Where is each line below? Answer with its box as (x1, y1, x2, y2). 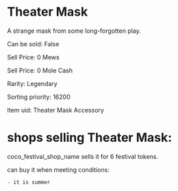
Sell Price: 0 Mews (7, 53, 60, 61)
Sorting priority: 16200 (7, 93, 71, 101)
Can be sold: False (7, 40, 60, 48)
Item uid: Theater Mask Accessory (7, 106, 105, 114)
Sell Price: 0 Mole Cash (7, 66, 73, 74)
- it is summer (7, 179, 51, 186)
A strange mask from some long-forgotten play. (7, 27, 142, 35)
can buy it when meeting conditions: (7, 165, 110, 174)
